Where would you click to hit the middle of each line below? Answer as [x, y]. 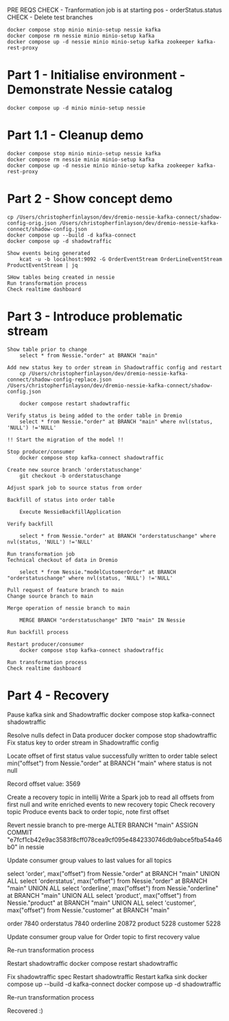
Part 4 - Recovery [58, 695]
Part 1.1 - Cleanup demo [75, 135]
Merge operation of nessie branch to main [69, 608]
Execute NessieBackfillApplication [70, 512]
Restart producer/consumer [46, 644]
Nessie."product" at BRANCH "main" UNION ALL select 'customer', [102, 903]
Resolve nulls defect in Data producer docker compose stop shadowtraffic [112, 735]
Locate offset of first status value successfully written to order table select [112, 756]
